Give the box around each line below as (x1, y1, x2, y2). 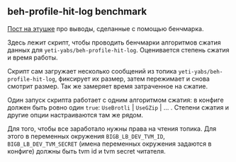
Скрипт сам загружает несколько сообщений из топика (7, 66, 177, 75)
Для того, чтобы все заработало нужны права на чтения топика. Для (7, 124, 217, 133)
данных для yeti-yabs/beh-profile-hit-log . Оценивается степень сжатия (7, 45, 230, 54)
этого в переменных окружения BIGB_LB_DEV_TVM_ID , (7, 132, 165, 140)
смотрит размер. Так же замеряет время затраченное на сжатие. (7, 81, 208, 91)
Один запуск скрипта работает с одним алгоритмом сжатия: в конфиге (7, 96, 225, 104)
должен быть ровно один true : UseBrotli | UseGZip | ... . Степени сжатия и (7, 103, 229, 112)
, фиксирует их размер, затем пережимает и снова (55, 74, 210, 83)
